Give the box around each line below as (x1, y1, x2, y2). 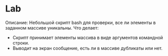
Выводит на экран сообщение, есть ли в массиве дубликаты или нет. (12, 45, 163, 51)
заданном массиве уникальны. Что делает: (5, 24, 99, 30)
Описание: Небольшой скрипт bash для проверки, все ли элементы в (5, 19, 156, 25)
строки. (12, 39, 29, 45)
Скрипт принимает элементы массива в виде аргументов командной (12, 34, 163, 40)
